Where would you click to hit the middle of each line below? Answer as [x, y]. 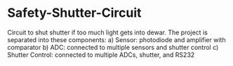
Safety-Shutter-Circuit [74, 13]
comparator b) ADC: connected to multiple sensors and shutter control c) [113, 47]
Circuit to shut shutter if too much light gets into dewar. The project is [108, 32]
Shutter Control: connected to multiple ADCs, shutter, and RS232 [101, 55]
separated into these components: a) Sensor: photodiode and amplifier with [116, 39]
